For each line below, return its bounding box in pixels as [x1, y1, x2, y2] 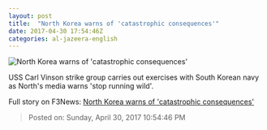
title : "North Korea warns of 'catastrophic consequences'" [8, 19, 220, 28]
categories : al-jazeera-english [8, 34, 118, 43]
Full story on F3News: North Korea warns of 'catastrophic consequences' [8, 97, 254, 106]
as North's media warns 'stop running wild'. [8, 81, 154, 91]
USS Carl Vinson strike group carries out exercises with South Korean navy [8, 72, 260, 82]
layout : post [8, 11, 53, 20]
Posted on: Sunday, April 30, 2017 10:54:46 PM [28, 113, 186, 123]
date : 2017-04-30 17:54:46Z [8, 27, 104, 35]
